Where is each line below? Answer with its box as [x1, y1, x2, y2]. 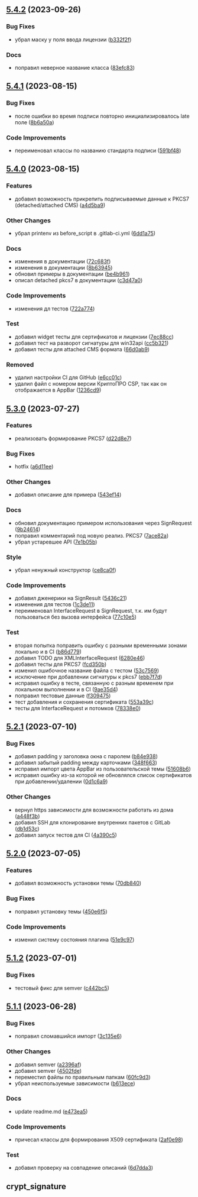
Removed [6, 360, 34, 368]
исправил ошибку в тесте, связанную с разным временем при [14, 680, 174, 687]
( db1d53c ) [14, 825, 40, 832]
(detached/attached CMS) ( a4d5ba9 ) [14, 201, 106, 209]
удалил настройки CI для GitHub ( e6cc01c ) [14, 374, 122, 381]
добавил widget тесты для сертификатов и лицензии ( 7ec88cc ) [14, 333, 174, 340]
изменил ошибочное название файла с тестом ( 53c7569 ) [14, 667, 160, 674]
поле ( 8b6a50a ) [14, 118, 54, 126]
